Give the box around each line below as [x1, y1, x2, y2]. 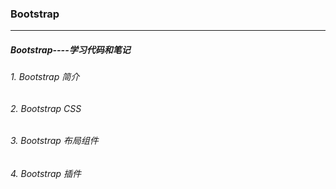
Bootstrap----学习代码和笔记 [10, 43, 131, 56]
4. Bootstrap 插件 [10, 168, 82, 180]
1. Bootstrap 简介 [10, 71, 80, 83]
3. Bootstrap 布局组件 [10, 135, 99, 147]
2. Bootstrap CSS [10, 102, 82, 114]
